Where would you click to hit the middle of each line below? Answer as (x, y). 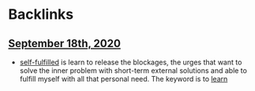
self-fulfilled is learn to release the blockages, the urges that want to (131, 62)
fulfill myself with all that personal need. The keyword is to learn (124, 79)
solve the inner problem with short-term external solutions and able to (133, 71)
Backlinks (41, 15)
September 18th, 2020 (64, 44)
